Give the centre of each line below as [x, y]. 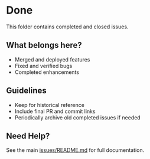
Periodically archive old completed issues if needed [77, 117]
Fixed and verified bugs [43, 66]
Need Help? [28, 136]
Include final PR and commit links [55, 111]
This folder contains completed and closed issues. [67, 27]
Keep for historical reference [49, 105]
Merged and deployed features [52, 59]
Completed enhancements [47, 72]
